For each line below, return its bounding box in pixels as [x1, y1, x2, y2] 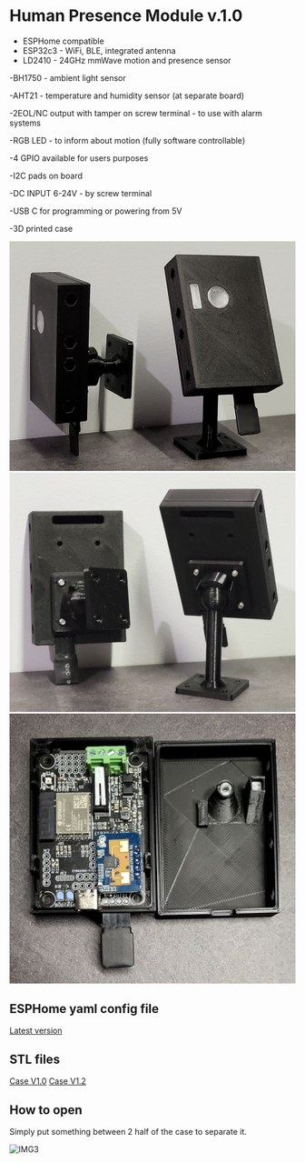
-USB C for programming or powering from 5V [9, 206, 182, 216]
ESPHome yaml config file [9, 1001, 159, 1017]
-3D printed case [9, 223, 74, 234]
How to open [9, 1102, 84, 1118]
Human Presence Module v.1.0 [9, 5, 243, 26]
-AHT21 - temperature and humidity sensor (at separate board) [9, 90, 245, 101]
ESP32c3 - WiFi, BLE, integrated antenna [22, 45, 176, 55]
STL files [9, 1051, 61, 1067]
